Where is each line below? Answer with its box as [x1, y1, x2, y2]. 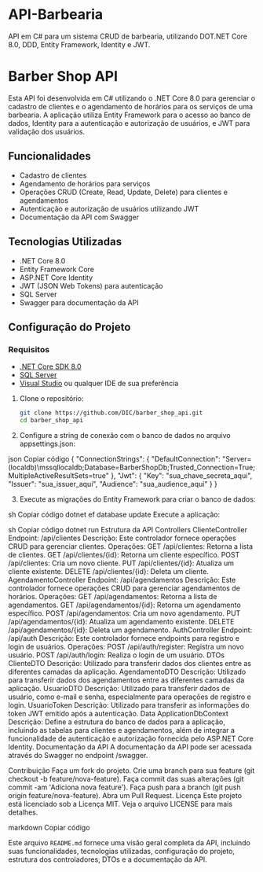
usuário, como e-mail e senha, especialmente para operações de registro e [8, 692, 251, 701]
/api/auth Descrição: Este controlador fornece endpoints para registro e [8, 633, 240, 642]
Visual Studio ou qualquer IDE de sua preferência [19, 379, 179, 388]
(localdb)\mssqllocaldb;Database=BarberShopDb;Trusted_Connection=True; [8, 462, 255, 472]
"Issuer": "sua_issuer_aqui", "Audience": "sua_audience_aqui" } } [8, 479, 218, 488]
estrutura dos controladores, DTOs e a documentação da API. [8, 855, 208, 864]
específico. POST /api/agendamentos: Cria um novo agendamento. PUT [8, 608, 241, 618]
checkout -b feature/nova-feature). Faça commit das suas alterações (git [8, 774, 245, 783]
